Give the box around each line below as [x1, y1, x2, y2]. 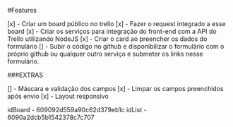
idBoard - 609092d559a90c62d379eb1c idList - [7, 106, 147, 114]
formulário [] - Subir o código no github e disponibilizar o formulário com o [7, 42, 225, 50]
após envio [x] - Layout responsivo [7, 92, 109, 100]
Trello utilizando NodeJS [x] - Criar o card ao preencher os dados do [7, 35, 208, 43]
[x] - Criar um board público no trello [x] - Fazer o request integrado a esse [7, 20, 226, 28]
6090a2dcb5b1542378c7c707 [7, 113, 95, 121]
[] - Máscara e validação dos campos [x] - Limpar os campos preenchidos [7, 85, 224, 92]
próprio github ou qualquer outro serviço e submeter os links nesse [7, 49, 203, 58]
